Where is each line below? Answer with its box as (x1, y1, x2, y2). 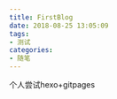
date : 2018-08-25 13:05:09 (9, 21, 109, 30)
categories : (9, 46, 53, 55)
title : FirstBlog (9, 12, 74, 22)
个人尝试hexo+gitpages (9, 80, 96, 89)
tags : (9, 29, 29, 38)
